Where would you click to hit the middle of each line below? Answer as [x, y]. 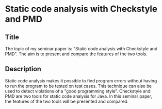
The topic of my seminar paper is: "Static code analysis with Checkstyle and [81, 49]
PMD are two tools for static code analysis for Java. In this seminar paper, [79, 96]
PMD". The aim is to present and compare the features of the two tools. [76, 54]
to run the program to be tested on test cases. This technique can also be [78, 86]
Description [23, 69]
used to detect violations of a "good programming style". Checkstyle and [78, 91]
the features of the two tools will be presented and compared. [67, 101]
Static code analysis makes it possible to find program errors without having [81, 80]
